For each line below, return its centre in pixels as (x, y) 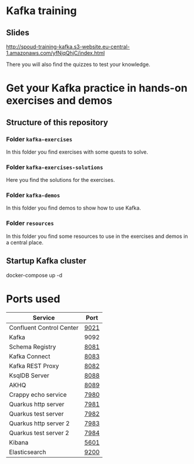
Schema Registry (33, 347)
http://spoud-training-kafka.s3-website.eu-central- (68, 47)
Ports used (33, 299)
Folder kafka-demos (33, 195)
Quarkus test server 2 (39, 433)
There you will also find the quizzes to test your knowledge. (78, 64)
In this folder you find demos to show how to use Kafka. (73, 208)
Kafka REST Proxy (34, 366)
